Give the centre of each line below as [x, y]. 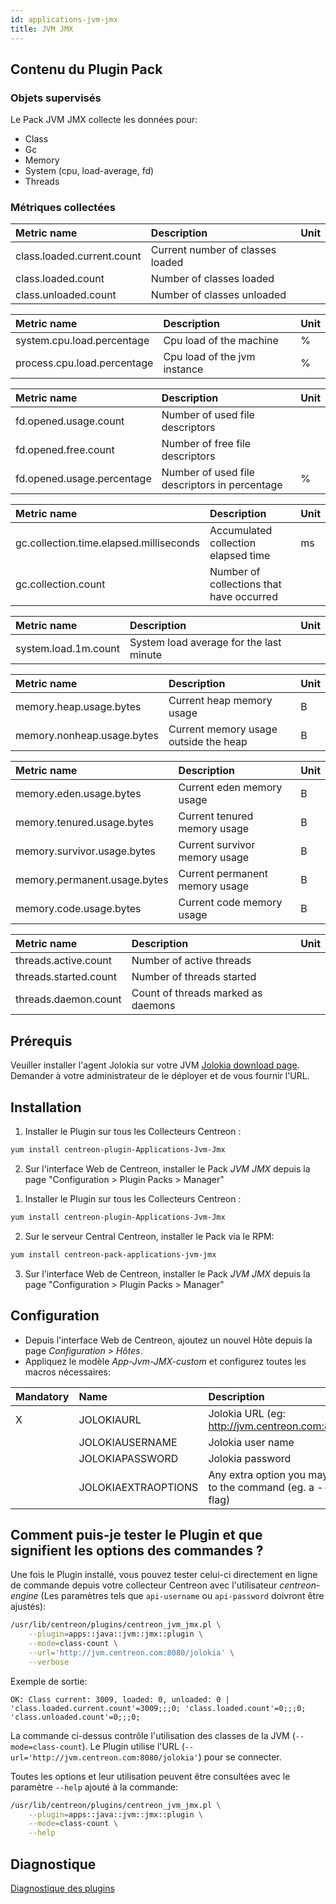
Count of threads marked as [197, 993]
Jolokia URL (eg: [247, 1413]
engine [24, 1596]
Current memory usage [223, 729]
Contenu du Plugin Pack [86, 69]
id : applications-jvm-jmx [64, 19]
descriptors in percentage [222, 485]
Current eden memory [230, 788]
